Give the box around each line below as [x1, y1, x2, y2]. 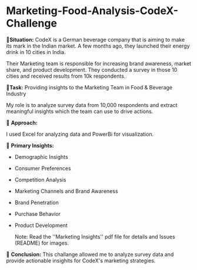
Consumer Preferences [14, 165, 72, 172]
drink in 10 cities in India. [6, 48, 66, 55]
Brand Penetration [14, 199, 59, 206]
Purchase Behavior [14, 210, 61, 217]
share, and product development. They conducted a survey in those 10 [6, 66, 178, 73]
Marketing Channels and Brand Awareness [14, 187, 119, 195]
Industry [6, 90, 26, 97]
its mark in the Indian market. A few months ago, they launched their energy [6, 42, 190, 49]
